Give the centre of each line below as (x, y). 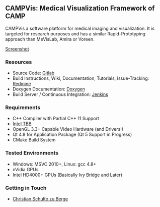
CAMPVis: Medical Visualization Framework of (80, 8)
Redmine (22, 84)
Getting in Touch (26, 188)
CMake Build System (34, 140)
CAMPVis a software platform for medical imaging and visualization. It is (80, 28)
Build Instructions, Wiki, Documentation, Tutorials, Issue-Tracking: (81, 78)
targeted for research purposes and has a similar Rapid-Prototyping (75, 34)
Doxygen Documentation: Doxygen (49, 89)
